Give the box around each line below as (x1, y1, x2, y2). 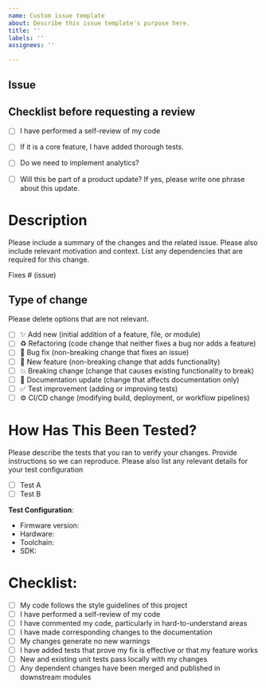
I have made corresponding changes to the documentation (19, 627, 213, 637)
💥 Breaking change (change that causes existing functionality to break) (19, 366, 255, 375)
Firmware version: (19, 520, 80, 530)
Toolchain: (19, 537, 54, 547)
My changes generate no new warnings (19, 636, 151, 646)
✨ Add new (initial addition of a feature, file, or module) (19, 330, 201, 339)
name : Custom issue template (8, 11, 105, 20)
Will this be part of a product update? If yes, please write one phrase (19, 174, 245, 184)
